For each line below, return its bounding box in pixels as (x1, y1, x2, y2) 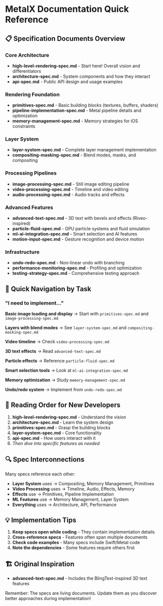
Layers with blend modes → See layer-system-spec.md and (5, 325, 127, 331)
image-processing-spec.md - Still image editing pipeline (12, 181, 129, 187)
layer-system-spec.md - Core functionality (12, 430, 102, 436)
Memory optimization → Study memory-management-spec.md (5, 377, 125, 383)
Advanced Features (5, 204, 53, 211)
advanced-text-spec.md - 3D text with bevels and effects (12, 215, 132, 221)
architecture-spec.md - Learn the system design (12, 419, 114, 425)
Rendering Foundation (5, 91, 60, 98)
